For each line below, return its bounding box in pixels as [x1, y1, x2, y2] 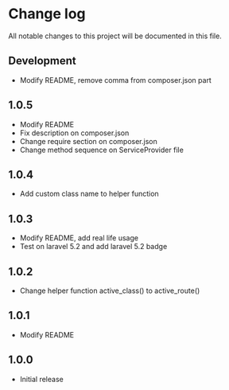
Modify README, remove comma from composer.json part [19, 75, 212, 84]
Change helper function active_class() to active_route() [19, 286, 200, 295]
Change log [8, 5, 86, 23]
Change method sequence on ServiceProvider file [19, 145, 184, 154]
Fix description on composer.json [19, 128, 130, 138]
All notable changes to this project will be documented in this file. [8, 31, 223, 41]
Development [8, 54, 77, 68]
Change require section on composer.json [19, 136, 157, 146]
